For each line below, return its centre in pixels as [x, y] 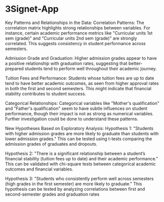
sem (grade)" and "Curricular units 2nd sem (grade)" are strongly [71, 38]
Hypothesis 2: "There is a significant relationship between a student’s [75, 153]
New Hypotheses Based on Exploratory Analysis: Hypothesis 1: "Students [79, 128]
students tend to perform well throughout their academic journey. [91, 68]
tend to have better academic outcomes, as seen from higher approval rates [82, 83]
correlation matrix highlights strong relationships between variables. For [78, 27]
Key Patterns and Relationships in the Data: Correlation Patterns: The [75, 23]
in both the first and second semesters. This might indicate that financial [78, 88]
